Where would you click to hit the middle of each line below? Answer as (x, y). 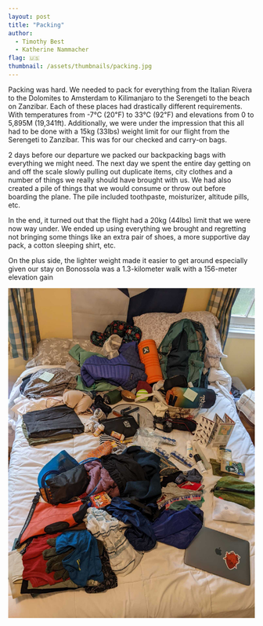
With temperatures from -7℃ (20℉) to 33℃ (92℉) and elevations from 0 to (131, 115)
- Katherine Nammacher (52, 50)
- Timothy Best (40, 42)
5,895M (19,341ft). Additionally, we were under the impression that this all (126, 123)
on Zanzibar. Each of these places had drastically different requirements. (125, 106)
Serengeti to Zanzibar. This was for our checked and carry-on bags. (118, 139)
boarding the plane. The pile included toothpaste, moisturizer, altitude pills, (129, 196)
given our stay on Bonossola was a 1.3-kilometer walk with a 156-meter (122, 269)
